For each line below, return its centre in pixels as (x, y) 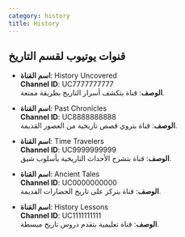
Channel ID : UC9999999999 (68, 150)
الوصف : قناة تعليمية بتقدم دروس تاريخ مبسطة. (90, 224)
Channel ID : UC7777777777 (67, 84)
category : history (39, 16)
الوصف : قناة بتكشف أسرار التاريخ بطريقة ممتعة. (92, 93)
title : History (34, 23)
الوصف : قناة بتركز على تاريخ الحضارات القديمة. (90, 192)
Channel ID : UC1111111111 (61, 216)
